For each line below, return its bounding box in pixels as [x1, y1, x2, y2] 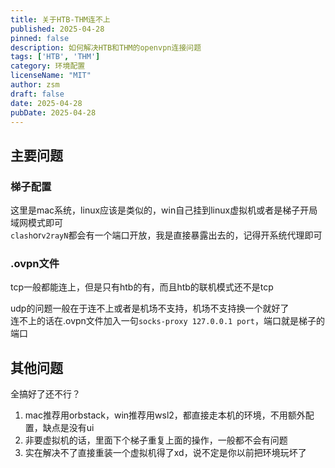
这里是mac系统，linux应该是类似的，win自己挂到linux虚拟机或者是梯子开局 [10, 204, 318, 216]
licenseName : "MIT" [10, 71, 92, 81]
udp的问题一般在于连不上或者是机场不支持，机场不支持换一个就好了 [10, 302, 290, 315]
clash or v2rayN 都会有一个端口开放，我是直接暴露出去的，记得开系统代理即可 [10, 229, 323, 241]
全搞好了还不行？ [10, 388, 81, 400]
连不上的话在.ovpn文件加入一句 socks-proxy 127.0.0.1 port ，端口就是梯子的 [10, 315, 326, 327]
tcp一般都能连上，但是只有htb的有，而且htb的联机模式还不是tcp [10, 281, 274, 293]
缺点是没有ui [42, 422, 95, 434]
